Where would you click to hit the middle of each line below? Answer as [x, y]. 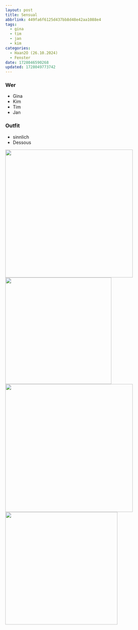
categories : [18, 48]
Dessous [22, 142]
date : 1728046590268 [27, 62]
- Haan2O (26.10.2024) [34, 53]
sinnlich [21, 137]
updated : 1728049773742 [31, 67]
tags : [11, 24]
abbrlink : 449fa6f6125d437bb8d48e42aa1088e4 [53, 19]
